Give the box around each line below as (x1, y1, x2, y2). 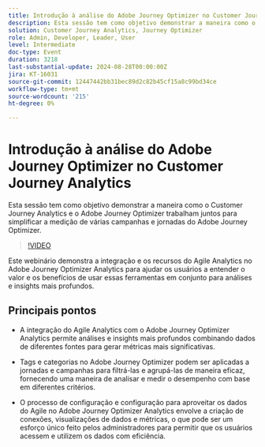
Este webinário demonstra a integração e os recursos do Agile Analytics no (8, 256, 252, 265)
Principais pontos (8, 304, 97, 317)
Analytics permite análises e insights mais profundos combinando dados (19, 333, 256, 343)
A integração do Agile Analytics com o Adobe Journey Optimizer (19, 325, 230, 334)
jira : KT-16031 (8, 70, 58, 78)
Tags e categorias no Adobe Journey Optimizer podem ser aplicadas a (19, 357, 250, 366)
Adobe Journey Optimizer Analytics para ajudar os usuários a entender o (8, 265, 246, 274)
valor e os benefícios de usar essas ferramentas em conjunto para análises (8, 273, 252, 283)
